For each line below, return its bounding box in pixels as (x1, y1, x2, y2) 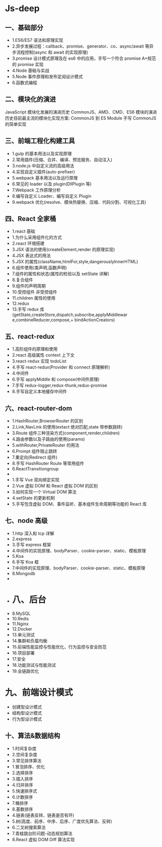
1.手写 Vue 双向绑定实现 (12, 477, 59, 483)
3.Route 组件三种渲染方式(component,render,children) (12, 430, 120, 436)
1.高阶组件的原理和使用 (12, 346, 58, 352)
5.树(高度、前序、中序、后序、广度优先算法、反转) (12, 818, 112, 824)
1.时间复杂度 (12, 746, 37, 751)
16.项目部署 (12, 650, 35, 656)
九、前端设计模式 (5, 687, 74, 698)
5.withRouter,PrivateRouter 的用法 (12, 442, 80, 448)
